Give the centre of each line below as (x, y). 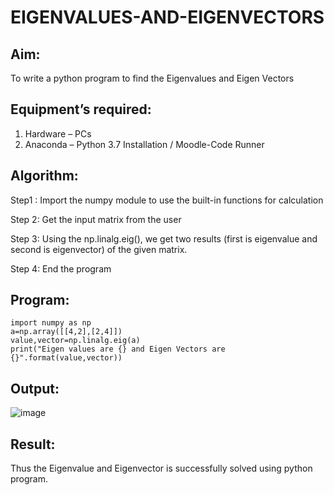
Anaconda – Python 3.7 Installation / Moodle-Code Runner (144, 144)
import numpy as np (51, 323)
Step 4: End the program (61, 268)
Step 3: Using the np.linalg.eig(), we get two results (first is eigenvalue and (164, 238)
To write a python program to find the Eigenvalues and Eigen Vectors (152, 78)
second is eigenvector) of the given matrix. (99, 249)
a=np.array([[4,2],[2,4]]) (66, 332)
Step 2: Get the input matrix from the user (96, 219)
